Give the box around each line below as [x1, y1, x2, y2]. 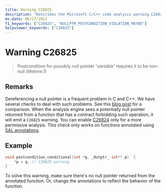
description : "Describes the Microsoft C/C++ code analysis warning [5, 12, 149, 17]
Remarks [5, 82, 34, 91]
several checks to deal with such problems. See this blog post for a [5, 101, 142, 107]
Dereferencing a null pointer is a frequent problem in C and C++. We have [5, 96, 155, 102]
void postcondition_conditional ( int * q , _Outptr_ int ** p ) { [5, 154, 136, 159]
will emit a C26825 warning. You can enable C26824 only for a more [5, 116, 142, 122]
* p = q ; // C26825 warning [14, 159, 70, 164]
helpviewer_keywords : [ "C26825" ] [5, 26, 74, 31]
